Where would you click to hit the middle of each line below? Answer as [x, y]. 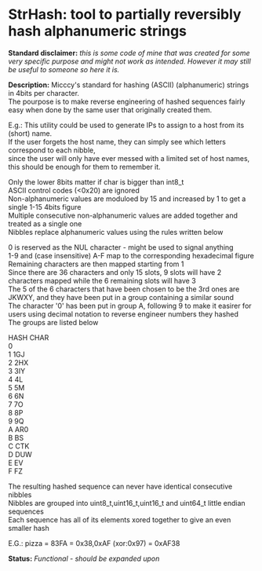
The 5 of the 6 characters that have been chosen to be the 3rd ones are [124, 289]
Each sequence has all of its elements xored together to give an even [120, 519]
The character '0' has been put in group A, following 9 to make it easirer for [130, 306]
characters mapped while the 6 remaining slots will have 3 [102, 280]
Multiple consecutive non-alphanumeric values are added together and [123, 215]
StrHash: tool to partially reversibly [125, 15]
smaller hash [29, 528]
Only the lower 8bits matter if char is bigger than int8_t [96, 181]
